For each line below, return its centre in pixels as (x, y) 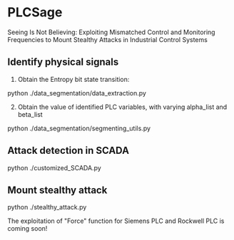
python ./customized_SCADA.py (54, 167)
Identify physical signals (63, 62)
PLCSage (35, 12)
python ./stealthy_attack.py (47, 207)
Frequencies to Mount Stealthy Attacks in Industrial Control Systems (108, 39)
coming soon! (27, 229)
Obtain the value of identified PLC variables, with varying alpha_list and (122, 107)
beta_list (30, 114)
